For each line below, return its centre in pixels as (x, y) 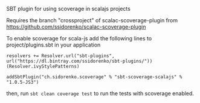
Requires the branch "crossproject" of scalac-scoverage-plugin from (92, 20)
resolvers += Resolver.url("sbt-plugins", (60, 56)
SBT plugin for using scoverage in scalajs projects (69, 9)
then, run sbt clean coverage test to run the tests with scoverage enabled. (100, 93)
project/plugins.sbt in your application (53, 45)
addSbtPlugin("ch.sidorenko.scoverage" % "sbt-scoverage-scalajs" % (94, 77)
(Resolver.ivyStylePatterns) (43, 66)
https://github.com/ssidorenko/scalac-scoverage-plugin (76, 27)
